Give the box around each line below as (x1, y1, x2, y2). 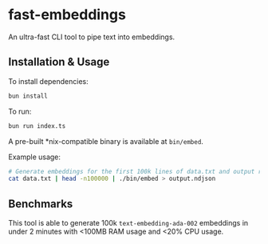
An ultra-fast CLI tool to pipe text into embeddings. (8, 32, 175, 42)
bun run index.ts (8, 122, 66, 130)
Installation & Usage (8, 55, 110, 69)
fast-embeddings (8, 6, 126, 24)
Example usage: (8, 152, 61, 162)
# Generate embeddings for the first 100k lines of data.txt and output (8, 167, 255, 175)
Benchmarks (8, 197, 73, 210)
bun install (8, 92, 48, 100)
